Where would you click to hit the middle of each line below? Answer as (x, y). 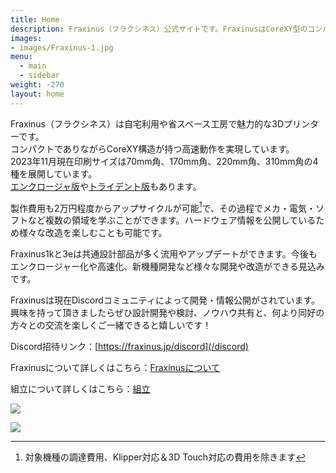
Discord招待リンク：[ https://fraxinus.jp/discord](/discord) (129, 347)
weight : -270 (37, 85)
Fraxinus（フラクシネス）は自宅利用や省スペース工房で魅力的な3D (147, 123)
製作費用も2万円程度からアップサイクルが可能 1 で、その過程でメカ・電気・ (163, 207)
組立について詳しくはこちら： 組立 (80, 389)
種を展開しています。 (54, 173)
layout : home (37, 94)
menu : (21, 57)
